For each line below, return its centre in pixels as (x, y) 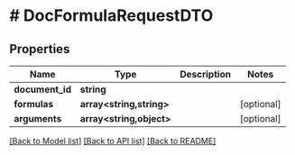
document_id (43, 89)
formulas (34, 104)
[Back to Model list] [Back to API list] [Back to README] (113, 141)
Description (206, 74)
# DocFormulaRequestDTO (111, 16)
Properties (40, 49)
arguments (38, 119)
